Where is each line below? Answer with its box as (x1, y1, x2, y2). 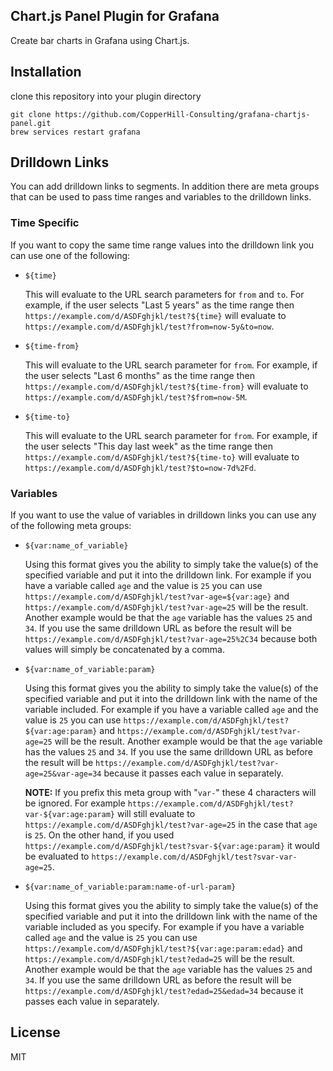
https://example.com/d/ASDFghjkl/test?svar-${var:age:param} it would (24, 840, 320, 852)
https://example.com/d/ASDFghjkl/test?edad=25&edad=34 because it (24, 985, 304, 997)
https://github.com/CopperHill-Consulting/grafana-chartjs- (54, 109, 311, 119)
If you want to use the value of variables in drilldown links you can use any (10, 509, 317, 521)
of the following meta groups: (10, 520, 132, 532)
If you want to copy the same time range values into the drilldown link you (10, 239, 315, 251)
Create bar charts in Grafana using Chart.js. (10, 34, 190, 46)
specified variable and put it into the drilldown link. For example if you (24, 569, 312, 581)
